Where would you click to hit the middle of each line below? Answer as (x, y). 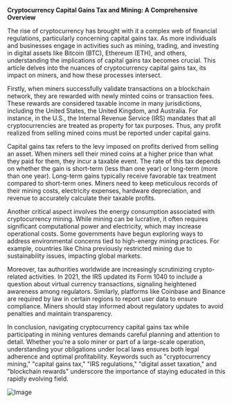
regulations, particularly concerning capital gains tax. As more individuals (112, 38)
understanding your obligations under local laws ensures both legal (103, 349)
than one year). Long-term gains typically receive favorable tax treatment (112, 176)
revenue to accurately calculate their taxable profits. (81, 198)
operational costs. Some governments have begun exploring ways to (105, 233)
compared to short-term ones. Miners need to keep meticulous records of (113, 183)
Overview (21, 17)
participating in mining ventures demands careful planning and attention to (114, 334)
